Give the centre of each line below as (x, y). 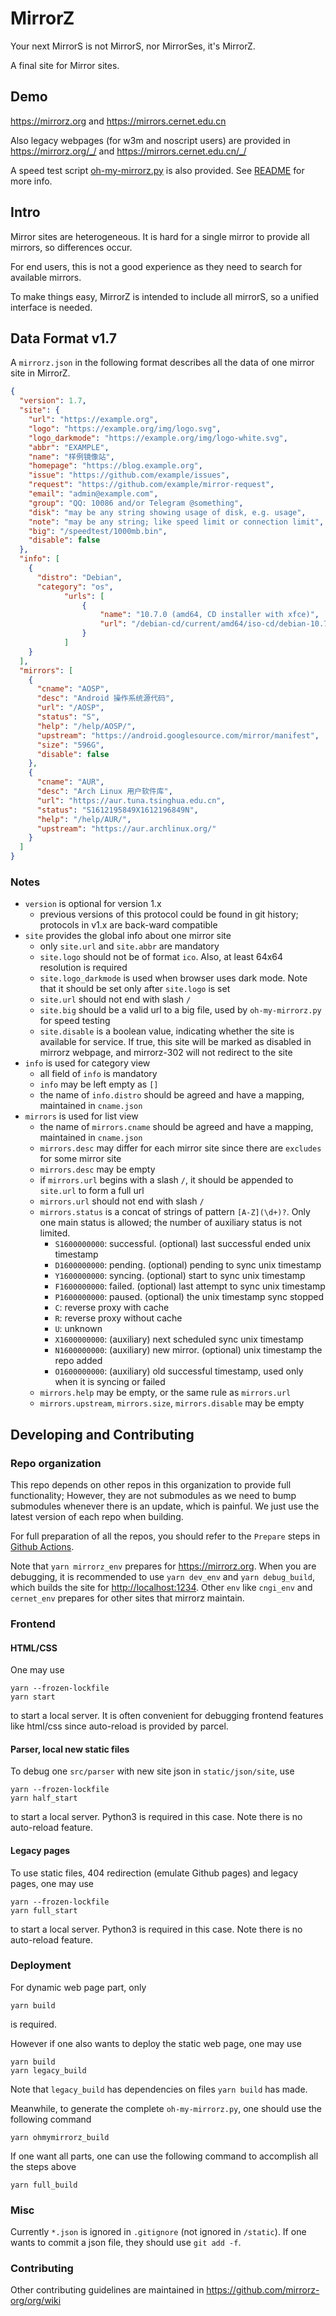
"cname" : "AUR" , (70, 782)
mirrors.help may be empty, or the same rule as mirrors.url (165, 1393)
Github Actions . (42, 1546)
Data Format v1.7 (63, 338)
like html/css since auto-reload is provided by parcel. (119, 1726)
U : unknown (78, 1329)
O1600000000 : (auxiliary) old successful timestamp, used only (179, 1371)
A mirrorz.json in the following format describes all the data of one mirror (162, 363)
